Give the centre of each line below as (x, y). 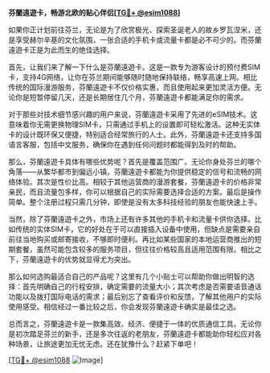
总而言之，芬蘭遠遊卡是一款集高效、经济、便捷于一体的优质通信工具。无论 (131, 324)
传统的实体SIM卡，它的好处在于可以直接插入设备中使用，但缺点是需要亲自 (138, 229)
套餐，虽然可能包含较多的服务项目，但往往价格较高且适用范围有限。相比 (135, 249)
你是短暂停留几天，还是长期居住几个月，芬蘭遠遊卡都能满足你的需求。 (131, 97)
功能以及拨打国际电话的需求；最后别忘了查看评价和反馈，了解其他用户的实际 (135, 296)
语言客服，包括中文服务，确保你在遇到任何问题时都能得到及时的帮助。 (125, 145)
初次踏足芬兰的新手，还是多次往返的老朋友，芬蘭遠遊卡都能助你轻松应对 (135, 334)
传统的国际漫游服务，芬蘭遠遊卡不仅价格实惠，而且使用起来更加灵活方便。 (131, 87)
